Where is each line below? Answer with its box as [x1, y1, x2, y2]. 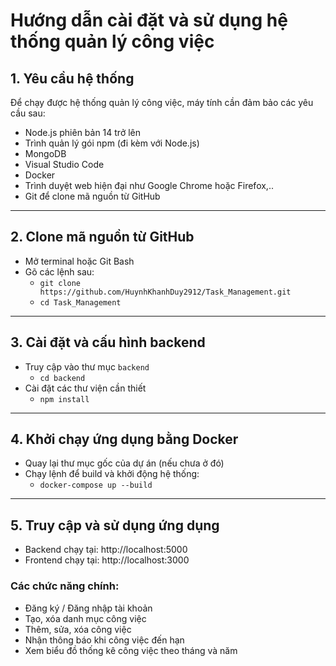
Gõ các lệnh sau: [24, 265, 95, 278]
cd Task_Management [39, 297, 122, 308]
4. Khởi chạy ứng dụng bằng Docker [10, 431, 239, 448]
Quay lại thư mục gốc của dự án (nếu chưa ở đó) [24, 457, 225, 469]
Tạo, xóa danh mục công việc [24, 612, 147, 624]
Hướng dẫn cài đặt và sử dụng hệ [10, 9, 288, 32]
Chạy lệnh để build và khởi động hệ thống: [24, 468, 200, 480]
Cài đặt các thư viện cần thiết [24, 382, 147, 394]
